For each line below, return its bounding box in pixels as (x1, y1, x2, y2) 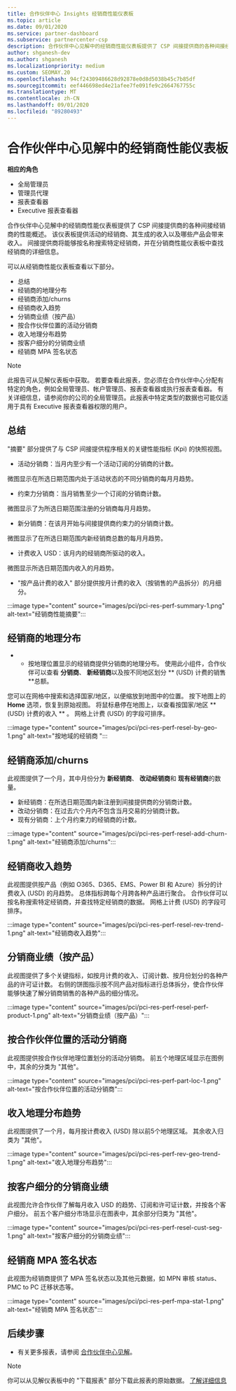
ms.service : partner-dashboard (7, 29, 99, 37)
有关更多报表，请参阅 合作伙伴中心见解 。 (17, 1348, 137, 1356)
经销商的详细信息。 (7, 247, 63, 256)
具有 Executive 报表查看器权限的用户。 (19, 402, 131, 410)
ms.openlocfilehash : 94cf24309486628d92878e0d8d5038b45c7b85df (7, 75, 196, 83)
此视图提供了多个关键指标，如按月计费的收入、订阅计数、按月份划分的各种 (7, 971, 222, 979)
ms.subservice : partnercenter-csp (7, 36, 109, 43)
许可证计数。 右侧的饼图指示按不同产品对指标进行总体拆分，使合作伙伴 (19, 979, 224, 989)
